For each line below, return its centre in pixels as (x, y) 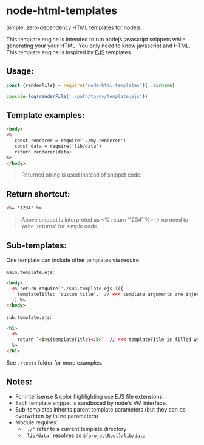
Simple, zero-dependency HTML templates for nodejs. (74, 27)
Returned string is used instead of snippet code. (81, 175)
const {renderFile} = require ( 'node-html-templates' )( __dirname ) (90, 85)
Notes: (19, 382)
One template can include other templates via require (73, 260)
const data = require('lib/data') (58, 146)
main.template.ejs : (30, 272)
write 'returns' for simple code (59, 226)
